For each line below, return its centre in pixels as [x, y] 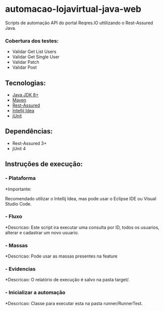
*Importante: [18, 189]
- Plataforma [20, 178]
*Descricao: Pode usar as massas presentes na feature [61, 256]
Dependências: [29, 131]
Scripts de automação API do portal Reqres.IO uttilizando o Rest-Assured [79, 23]
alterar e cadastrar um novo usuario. [42, 232]
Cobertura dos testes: [32, 41]
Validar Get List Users [34, 52]
